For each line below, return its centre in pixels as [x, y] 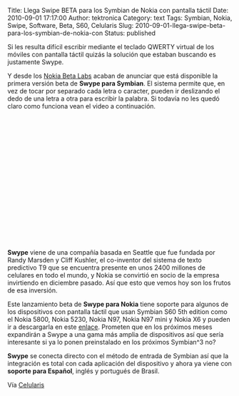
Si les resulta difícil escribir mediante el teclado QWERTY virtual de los [111, 47]
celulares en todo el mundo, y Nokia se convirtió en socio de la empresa [113, 275]
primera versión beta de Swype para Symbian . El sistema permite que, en [116, 83]
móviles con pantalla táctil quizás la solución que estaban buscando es [112, 54]
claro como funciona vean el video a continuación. [81, 106]
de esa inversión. [32, 290]
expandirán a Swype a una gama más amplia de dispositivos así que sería [116, 334]
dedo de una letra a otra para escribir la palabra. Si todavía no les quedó [113, 98]
